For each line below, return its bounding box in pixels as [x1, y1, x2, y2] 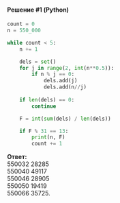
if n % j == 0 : [31, 71, 75, 78]
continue [31, 103, 57, 110]
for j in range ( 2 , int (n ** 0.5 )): [19, 64, 115, 71]
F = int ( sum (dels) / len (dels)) [19, 115, 111, 122]
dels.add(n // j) [43, 84, 87, 91]
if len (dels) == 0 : [19, 96, 75, 103]
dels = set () [19, 58, 57, 65]
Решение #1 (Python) [7, 5, 70, 14]
